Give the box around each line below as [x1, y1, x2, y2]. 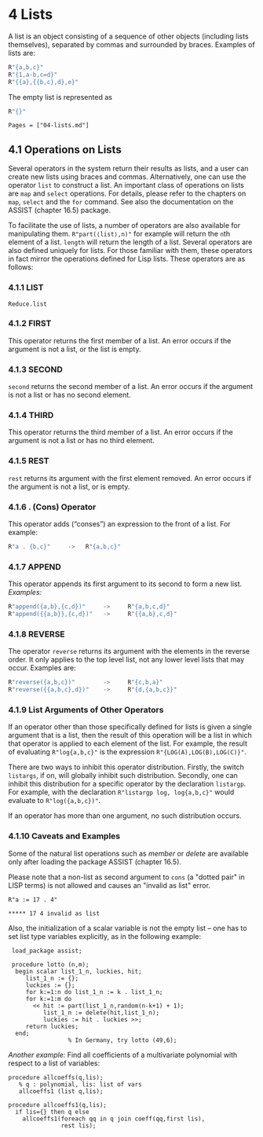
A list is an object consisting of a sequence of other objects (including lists [8, 31, 249, 41]
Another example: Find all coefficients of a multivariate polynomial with [8, 1050, 238, 1059]
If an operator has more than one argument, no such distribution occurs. [8, 811, 242, 820]
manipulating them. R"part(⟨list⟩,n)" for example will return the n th [8, 229, 230, 239]
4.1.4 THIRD [8, 410, 54, 421]
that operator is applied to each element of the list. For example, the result [8, 739, 248, 748]
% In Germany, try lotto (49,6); [68, 1036, 177, 1044]
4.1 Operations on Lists [8, 143, 122, 156]
